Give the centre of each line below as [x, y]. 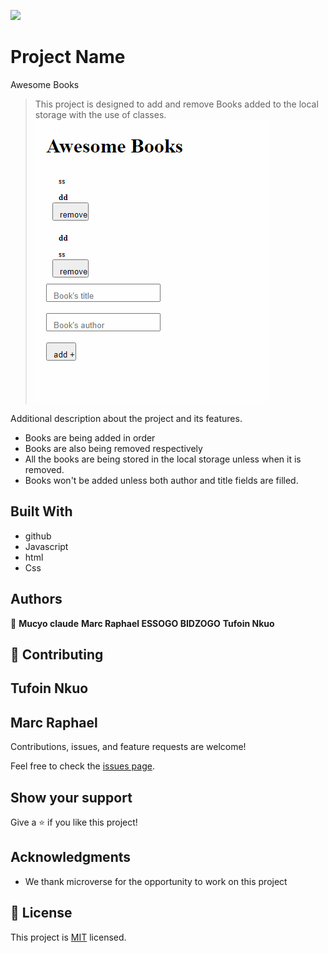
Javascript [46, 546]
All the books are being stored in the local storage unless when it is [163, 459]
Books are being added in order [90, 437]
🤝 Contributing [57, 654]
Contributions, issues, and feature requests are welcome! [128, 747]
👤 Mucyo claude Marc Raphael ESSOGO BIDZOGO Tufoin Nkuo [142, 623]
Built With [41, 511]
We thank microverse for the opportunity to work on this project [156, 881]
